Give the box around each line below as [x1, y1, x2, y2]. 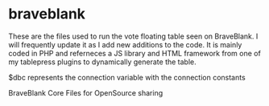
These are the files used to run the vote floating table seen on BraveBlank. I [8, 31, 259, 41]
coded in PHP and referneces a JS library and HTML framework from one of [8, 48, 262, 58]
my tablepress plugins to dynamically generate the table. [8, 57, 197, 67]
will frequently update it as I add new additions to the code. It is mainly [8, 39, 242, 49]
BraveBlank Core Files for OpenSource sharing [8, 88, 163, 97]
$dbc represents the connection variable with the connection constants [8, 72, 246, 82]
